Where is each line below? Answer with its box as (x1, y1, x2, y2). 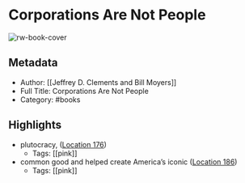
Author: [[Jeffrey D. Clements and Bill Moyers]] (19, 77, 177, 87)
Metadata (8, 56, 58, 70)
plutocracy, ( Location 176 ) (19, 139, 108, 149)
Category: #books (19, 95, 81, 104)
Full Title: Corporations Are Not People (19, 86, 150, 96)
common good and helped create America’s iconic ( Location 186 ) (19, 156, 238, 167)
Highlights (8, 118, 62, 132)
